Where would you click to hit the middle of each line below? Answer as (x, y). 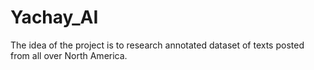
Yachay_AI (54, 17)
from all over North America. (69, 55)
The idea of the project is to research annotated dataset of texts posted (157, 45)
